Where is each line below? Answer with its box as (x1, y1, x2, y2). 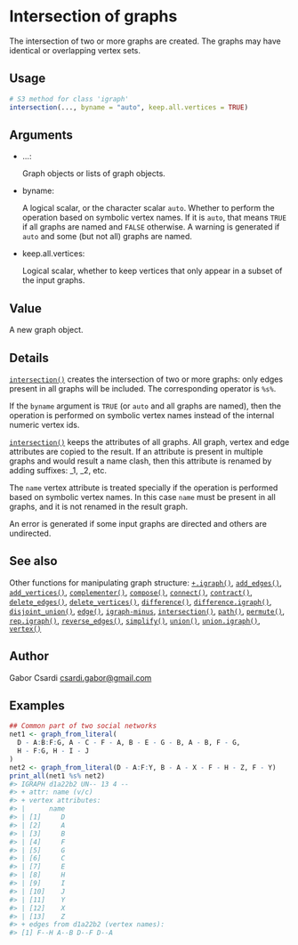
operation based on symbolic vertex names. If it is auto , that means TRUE (21, 212, 287, 223)
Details (9, 350, 49, 366)
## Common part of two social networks (9, 722, 157, 731)
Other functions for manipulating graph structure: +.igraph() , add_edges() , (9, 577, 283, 588)
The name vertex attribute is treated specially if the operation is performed (9, 482, 278, 493)
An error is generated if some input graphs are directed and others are (9, 518, 267, 529)
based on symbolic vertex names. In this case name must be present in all (9, 491, 276, 502)
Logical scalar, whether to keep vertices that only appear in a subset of (21, 265, 283, 277)
